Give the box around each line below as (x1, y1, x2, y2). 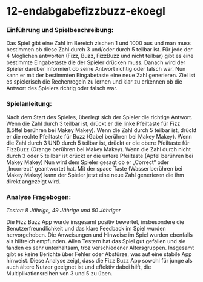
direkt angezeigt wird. (6, 177, 61, 185)
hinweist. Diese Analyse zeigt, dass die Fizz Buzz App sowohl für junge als (6, 257, 193, 264)
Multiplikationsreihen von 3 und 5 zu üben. (6, 270, 113, 277)
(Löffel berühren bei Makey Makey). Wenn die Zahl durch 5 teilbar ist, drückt (6, 126, 197, 134)
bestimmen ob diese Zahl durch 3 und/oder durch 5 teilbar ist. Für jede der (6, 46, 193, 53)
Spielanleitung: (6, 100, 53, 108)
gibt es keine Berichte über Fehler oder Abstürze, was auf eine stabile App (6, 251, 192, 258)
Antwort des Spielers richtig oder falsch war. (6, 85, 118, 92)
